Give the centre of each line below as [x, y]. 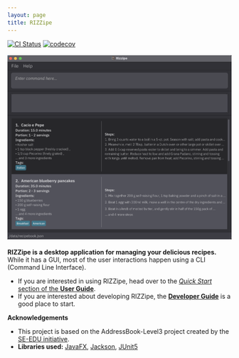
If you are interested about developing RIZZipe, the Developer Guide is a [124, 297]
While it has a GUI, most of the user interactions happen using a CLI [107, 260]
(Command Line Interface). [47, 267]
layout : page [27, 15]
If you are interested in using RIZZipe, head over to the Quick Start [115, 281]
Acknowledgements [38, 318]
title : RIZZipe [30, 22]
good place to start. [47, 304]
